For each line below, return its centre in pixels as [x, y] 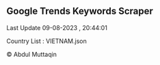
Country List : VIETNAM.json [46, 41]
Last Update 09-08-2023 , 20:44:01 [57, 27]
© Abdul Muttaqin [32, 54]
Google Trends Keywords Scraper [80, 11]
